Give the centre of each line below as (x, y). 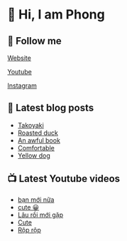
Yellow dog (34, 155)
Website (20, 58)
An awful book (39, 140)
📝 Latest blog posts (51, 108)
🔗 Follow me (34, 41)
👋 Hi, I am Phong (56, 15)
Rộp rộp (29, 230)
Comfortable (36, 148)
